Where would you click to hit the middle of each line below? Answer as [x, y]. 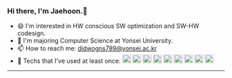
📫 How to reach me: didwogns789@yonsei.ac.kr [87, 48]
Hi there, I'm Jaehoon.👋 [47, 11]
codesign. [31, 33]
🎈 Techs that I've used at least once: [69, 61]
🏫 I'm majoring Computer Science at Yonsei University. [95, 41]
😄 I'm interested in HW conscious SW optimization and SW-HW [108, 26]
